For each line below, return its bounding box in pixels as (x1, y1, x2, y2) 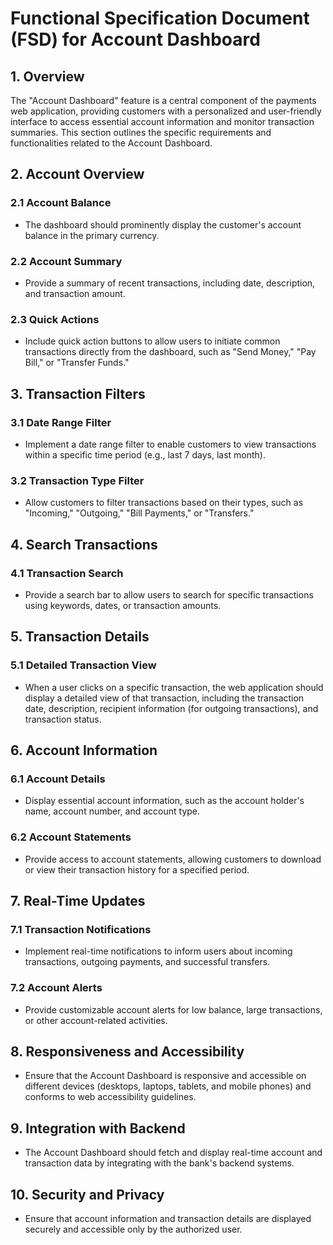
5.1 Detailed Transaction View (10, 658, 157, 672)
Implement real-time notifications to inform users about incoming (24, 945, 293, 957)
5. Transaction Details (10, 628, 150, 646)
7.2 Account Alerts (10, 981, 103, 995)
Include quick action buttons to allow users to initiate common (24, 335, 281, 347)
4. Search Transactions (10, 536, 158, 553)
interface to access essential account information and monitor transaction (10, 116, 315, 127)
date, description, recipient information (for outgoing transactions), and (24, 702, 319, 714)
